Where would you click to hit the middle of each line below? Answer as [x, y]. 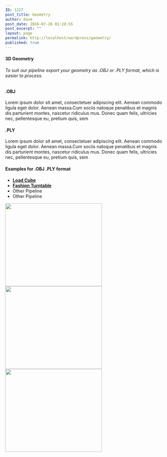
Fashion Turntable [32, 185]
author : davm [19, 19]
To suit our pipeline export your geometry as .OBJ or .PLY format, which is [82, 70]
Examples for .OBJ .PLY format [38, 169]
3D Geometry [20, 59]
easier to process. [24, 76]
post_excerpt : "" [23, 29]
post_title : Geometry [28, 15]
